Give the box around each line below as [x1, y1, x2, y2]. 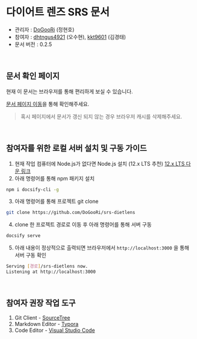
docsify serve [6, 233, 41, 239]
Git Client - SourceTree [14, 314, 71, 321]
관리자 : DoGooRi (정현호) [14, 26, 75, 33]
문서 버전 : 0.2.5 [14, 41, 52, 48]
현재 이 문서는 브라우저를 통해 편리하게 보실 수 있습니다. [6, 88, 133, 95]
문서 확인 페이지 [6, 71, 60, 81]
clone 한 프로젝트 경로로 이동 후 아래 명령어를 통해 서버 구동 [14, 221, 152, 228]
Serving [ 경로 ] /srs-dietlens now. [6, 264, 88, 269]
